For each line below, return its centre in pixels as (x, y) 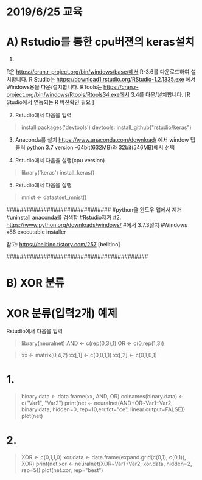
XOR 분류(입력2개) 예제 (62, 313)
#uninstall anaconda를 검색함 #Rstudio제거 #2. (64, 217)
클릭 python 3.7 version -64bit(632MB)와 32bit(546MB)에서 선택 (95, 148)
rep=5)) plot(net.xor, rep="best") (62, 470)
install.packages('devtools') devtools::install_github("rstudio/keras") (106, 127)
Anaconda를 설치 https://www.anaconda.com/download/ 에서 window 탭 (105, 140)
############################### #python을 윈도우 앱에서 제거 (94, 210)
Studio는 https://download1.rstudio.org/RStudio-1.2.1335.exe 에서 (115, 80)
